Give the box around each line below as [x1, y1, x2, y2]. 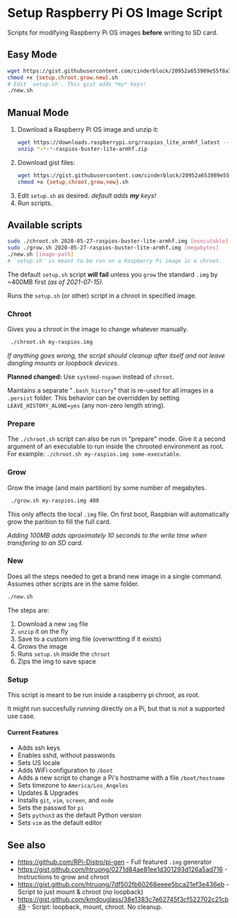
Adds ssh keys [17, 744, 61, 752]
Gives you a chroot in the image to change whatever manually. [7, 325, 188, 333]
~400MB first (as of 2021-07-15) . [7, 277, 104, 286]
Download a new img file [17, 619, 88, 628]
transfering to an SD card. [7, 538, 83, 547]
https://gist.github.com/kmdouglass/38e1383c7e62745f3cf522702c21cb [17, 895, 229, 903]
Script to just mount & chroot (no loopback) [17, 888, 144, 896]
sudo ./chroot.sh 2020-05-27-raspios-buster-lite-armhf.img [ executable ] [7, 238, 229, 245]
